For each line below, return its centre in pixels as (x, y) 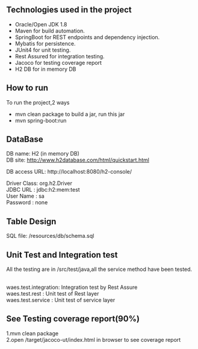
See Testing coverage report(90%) (73, 319)
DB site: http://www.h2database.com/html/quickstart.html (78, 160)
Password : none (27, 202)
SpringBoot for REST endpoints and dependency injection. (87, 37)
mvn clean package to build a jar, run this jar (70, 114)
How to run (27, 88)
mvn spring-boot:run (41, 120)
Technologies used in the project (69, 10)
